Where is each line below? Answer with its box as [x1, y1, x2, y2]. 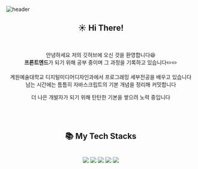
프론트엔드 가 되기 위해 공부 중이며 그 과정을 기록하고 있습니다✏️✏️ [23, 59, 178, 66]
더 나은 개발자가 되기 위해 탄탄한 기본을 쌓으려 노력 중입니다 [31, 93, 171, 101]
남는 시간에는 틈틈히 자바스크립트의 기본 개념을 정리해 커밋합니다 [25, 81, 176, 88]
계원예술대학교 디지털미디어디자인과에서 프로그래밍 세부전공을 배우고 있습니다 [10, 73, 192, 80]
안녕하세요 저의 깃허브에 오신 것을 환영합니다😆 [46, 51, 156, 58]
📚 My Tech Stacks [65, 131, 137, 141]
